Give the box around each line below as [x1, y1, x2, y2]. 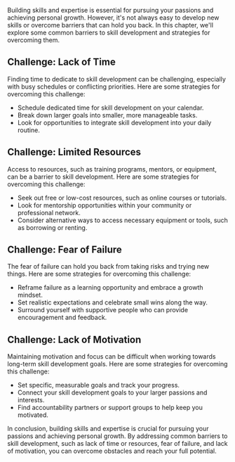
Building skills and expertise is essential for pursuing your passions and [7, 6, 214, 14]
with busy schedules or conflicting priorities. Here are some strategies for [7, 82, 220, 91]
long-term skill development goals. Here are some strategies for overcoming [7, 360, 228, 368]
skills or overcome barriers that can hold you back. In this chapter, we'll [7, 21, 214, 29]
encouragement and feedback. [17, 313, 107, 322]
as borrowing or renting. [17, 223, 88, 231]
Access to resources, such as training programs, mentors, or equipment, [7, 165, 217, 173]
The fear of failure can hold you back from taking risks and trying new [7, 262, 210, 271]
